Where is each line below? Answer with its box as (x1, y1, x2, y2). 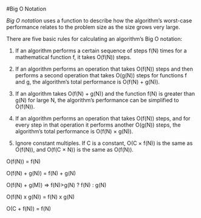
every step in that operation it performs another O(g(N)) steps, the (15, 121, 181, 128)
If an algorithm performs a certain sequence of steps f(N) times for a (15, 47, 187, 54)
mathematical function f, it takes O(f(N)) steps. (15, 54, 132, 60)
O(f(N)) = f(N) (6, 158, 41, 165)
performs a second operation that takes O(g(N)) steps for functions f (15, 72, 187, 79)
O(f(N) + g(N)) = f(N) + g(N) (6, 170, 76, 177)
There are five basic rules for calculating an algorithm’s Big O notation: (6, 35, 183, 42)
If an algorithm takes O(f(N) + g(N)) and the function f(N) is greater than (15, 90, 196, 97)
